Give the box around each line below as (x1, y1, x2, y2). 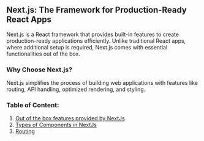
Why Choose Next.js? (6, 65, 72, 74)
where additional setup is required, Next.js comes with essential (6, 43, 168, 51)
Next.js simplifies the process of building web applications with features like (6, 79, 198, 87)
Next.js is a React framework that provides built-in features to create (6, 31, 179, 38)
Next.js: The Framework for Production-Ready (6, 5, 187, 15)
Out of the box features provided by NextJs (15, 115, 125, 122)
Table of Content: (6, 101, 59, 109)
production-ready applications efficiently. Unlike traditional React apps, (6, 37, 186, 45)
